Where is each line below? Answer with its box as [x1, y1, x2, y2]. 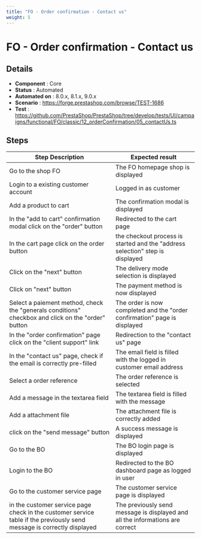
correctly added [115, 414, 160, 423]
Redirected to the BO [115, 459, 175, 467]
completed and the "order [115, 306, 188, 314]
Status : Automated [14, 86, 63, 93]
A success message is [115, 425, 178, 433]
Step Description [35, 153, 84, 162]
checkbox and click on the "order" [9, 314, 106, 322]
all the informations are [115, 516, 181, 524]
